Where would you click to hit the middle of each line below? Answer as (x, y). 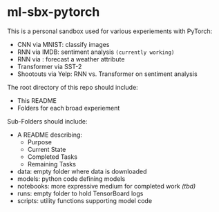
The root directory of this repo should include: (73, 87)
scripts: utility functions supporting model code (85, 200)
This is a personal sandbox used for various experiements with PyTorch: (110, 31)
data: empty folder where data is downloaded (82, 171)
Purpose (39, 142)
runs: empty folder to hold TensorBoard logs (80, 193)
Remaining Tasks (51, 164)
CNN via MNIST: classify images (63, 44)
